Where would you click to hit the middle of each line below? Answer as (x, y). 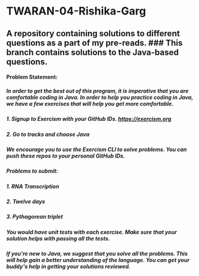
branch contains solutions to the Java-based (93, 52)
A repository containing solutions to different (93, 34)
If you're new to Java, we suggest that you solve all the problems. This (97, 254)
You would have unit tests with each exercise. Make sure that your (92, 232)
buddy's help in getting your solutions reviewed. (69, 266)
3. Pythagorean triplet (35, 217)
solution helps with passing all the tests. (58, 238)
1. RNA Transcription (33, 186)
